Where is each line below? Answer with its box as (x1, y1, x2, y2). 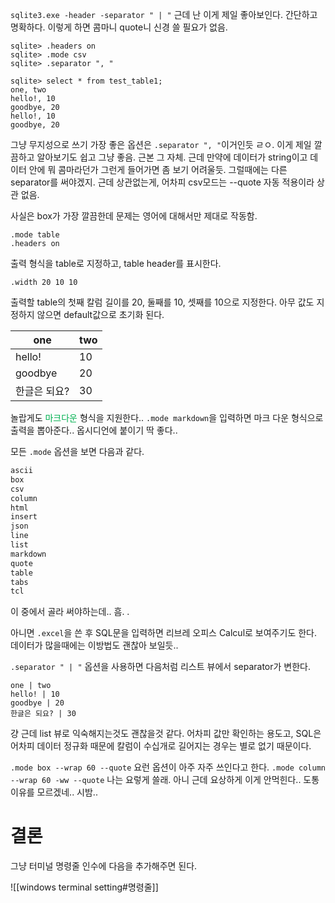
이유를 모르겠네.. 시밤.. (10, 786, 98, 798)
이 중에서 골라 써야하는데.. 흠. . (10, 606, 130, 618)
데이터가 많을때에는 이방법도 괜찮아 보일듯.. (10, 639, 179, 652)
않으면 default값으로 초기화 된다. (36, 309, 165, 320)
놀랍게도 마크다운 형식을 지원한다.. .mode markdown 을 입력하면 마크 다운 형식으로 (10, 412, 324, 423)
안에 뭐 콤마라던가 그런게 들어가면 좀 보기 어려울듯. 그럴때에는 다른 (28, 164, 288, 175)
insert (10, 512, 38, 522)
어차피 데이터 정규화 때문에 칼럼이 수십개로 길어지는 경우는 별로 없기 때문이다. (10, 740, 312, 752)
